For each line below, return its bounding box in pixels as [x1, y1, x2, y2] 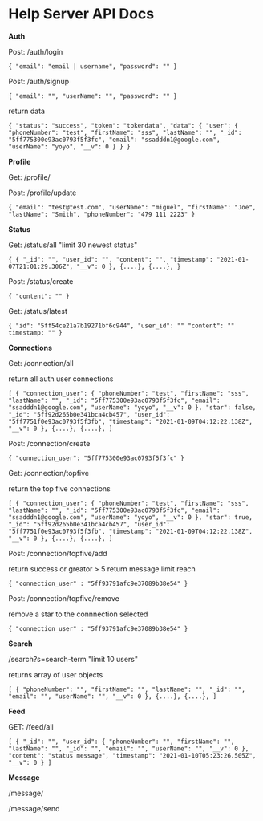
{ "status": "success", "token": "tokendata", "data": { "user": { [8, 121, 239, 129]
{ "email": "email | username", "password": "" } [8, 62, 178, 71]
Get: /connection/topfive [8, 468, 90, 478]
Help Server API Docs [8, 5, 155, 23]
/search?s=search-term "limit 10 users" [8, 654, 139, 664]
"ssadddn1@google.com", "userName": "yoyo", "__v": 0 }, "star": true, [8, 513, 253, 522]
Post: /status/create [8, 276, 74, 286]
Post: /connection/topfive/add [8, 548, 107, 558]
